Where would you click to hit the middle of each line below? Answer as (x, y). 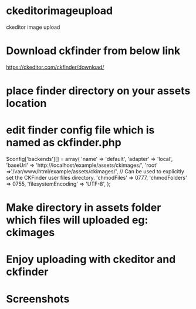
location (26, 103)
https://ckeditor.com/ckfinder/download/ (55, 67)
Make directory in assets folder (84, 208)
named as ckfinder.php (64, 143)
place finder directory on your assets (98, 91)
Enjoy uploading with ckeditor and (91, 259)
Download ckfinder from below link (93, 51)
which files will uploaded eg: (77, 220)
